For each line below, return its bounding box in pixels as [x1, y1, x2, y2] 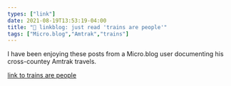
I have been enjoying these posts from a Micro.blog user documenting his [7, 50, 224, 58]
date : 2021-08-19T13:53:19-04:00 [7, 17, 107, 24]
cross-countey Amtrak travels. [7, 58, 97, 66]
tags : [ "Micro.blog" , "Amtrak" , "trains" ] [7, 30, 130, 38]
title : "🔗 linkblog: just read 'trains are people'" [7, 23, 168, 31]
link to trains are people [7, 71, 77, 80]
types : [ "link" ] [7, 10, 56, 18]
